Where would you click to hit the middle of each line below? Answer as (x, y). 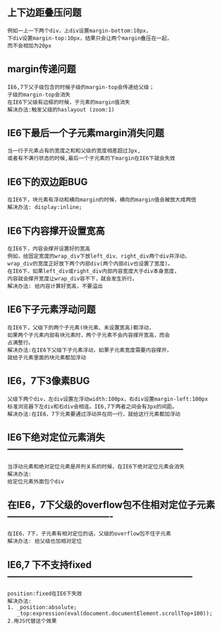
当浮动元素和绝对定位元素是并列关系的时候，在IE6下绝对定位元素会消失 (96, 467)
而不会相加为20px (29, 46)
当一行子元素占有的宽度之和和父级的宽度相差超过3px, (74, 151)
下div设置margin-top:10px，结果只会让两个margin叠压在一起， (90, 38)
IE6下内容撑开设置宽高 (56, 230)
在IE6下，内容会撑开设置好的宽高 (49, 249)
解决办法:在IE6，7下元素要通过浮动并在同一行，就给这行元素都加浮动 (94, 414)
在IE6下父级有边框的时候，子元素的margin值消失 (69, 102)
